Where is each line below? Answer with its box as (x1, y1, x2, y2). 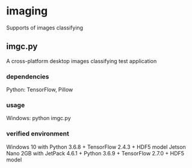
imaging (6, 4, 48, 18)
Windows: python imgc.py (6, 115, 71, 122)
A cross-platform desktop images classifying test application (6, 57, 157, 64)
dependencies (6, 72, 49, 80)
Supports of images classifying (6, 24, 83, 31)
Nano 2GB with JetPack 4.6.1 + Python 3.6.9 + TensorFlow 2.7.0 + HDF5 (6, 149, 185, 157)
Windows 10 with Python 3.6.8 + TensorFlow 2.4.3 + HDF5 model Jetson (6, 143, 187, 151)
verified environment (6, 130, 69, 138)
